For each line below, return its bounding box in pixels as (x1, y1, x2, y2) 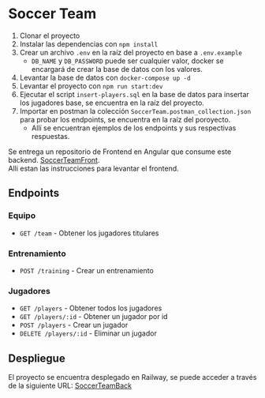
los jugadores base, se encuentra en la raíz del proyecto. (19, 98, 205, 107)
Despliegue (8, 351, 65, 365)
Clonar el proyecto (19, 31, 80, 40)
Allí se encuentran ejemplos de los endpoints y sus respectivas (31, 123, 237, 133)
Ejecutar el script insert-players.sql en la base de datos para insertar (19, 89, 250, 99)
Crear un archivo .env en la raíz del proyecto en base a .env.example (19, 47, 243, 57)
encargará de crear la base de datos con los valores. (31, 64, 203, 73)
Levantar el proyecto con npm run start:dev (19, 81, 163, 91)
